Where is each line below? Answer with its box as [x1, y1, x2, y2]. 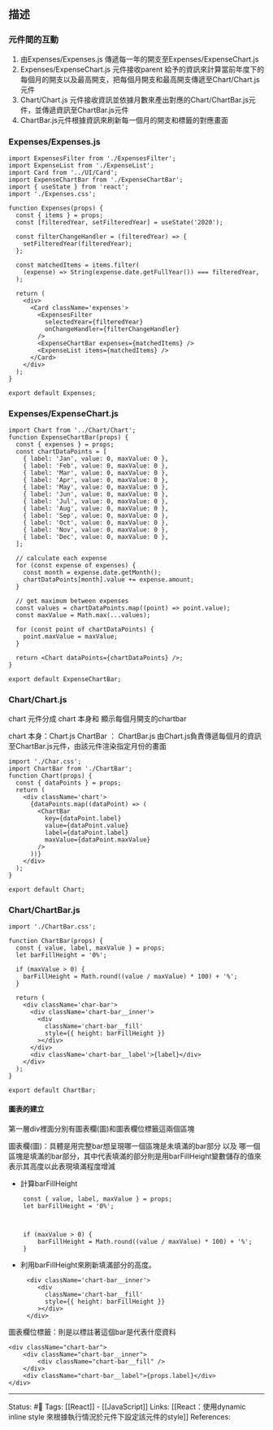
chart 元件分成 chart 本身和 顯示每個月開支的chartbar [8, 714, 187, 724]
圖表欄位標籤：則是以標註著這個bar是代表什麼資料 [8, 1328, 176, 1337]
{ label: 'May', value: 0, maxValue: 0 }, [23, 483, 169, 492]
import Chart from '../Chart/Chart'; [8, 426, 136, 435]
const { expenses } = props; [15, 441, 115, 449]
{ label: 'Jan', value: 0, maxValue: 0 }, [23, 454, 169, 463]
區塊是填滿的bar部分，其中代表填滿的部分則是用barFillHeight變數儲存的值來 [8, 1151, 262, 1161]
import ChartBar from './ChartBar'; [8, 764, 132, 772]
